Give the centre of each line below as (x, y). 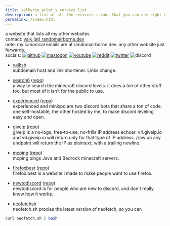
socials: (13, 55)
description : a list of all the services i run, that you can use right (83, 15)
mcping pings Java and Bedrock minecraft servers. (66, 158)
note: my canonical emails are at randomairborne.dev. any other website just (85, 45)
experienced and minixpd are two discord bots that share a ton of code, (87, 106)
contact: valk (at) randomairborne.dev (45, 39)
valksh (19, 65)
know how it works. (33, 194)
